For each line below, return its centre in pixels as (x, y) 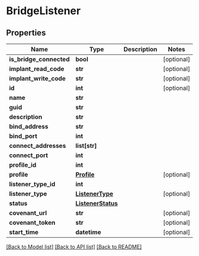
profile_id (23, 165)
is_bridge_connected (39, 59)
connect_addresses (38, 146)
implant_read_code (37, 69)
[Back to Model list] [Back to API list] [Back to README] (74, 247)
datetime (89, 232)
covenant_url (28, 213)
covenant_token (32, 223)
